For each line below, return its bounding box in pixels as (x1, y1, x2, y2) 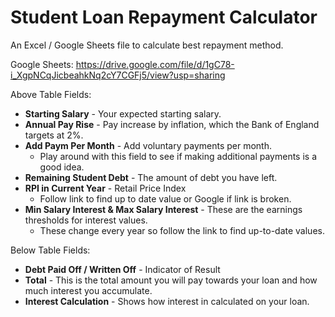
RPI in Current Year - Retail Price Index (24, 182, 187, 194)
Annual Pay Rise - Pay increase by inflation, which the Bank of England (24, 118, 320, 130)
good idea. (39, 161, 85, 173)
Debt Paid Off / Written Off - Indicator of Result (24, 263, 221, 275)
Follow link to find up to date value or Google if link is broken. (39, 192, 292, 205)
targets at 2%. (24, 129, 84, 141)
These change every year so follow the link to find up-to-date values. (39, 224, 325, 236)
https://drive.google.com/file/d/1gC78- (75, 58, 235, 70)
